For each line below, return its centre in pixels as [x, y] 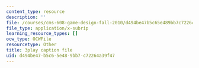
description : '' [26, 17]
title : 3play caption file [39, 50]
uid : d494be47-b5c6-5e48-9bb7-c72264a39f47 [61, 56]
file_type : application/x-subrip [47, 28]
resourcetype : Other [32, 45]
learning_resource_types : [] [42, 34]
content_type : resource [36, 12]
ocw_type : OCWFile [29, 39]
